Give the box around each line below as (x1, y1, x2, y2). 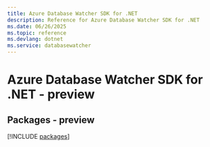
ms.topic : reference (7, 29, 67, 37)
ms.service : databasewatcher (7, 42, 91, 49)
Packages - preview (7, 114, 95, 126)
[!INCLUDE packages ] (7, 133, 70, 140)
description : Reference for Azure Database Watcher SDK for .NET (7, 17, 200, 23)
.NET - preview (7, 87, 95, 102)
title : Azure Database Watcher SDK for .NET (7, 10, 138, 17)
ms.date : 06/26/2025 (7, 23, 67, 30)
